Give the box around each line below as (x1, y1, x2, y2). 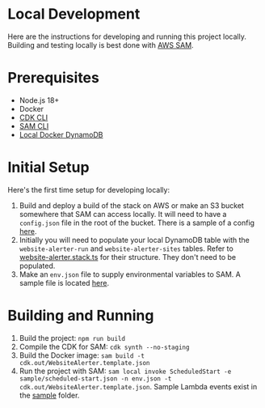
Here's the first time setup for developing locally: (7, 185, 170, 194)
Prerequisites (7, 69, 100, 87)
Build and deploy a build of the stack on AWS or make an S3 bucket (19, 200, 244, 210)
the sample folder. (19, 390, 80, 400)
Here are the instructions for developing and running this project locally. (7, 32, 247, 41)
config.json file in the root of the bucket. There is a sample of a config (19, 218, 255, 227)
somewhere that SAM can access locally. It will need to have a (19, 209, 227, 219)
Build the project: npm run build (19, 333, 126, 342)
